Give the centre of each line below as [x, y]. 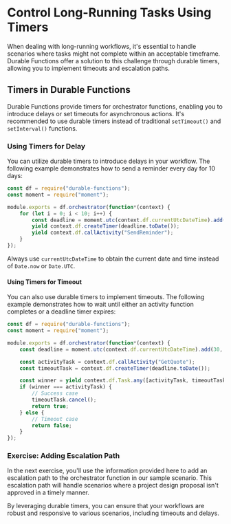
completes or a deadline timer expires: [62, 312]
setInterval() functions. [42, 128]
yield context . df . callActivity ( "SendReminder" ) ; [103, 233]
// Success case [55, 393]
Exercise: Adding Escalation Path [64, 456]
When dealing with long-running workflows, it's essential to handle [102, 46]
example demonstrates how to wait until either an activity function [101, 305]
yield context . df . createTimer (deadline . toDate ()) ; [106, 226]
